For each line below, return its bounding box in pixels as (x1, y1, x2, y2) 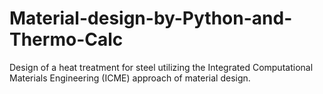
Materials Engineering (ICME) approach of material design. (9, 72, 251, 84)
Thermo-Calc (9, 28, 124, 51)
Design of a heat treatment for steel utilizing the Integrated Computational (9, 61, 314, 73)
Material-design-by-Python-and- (9, 7, 293, 30)
